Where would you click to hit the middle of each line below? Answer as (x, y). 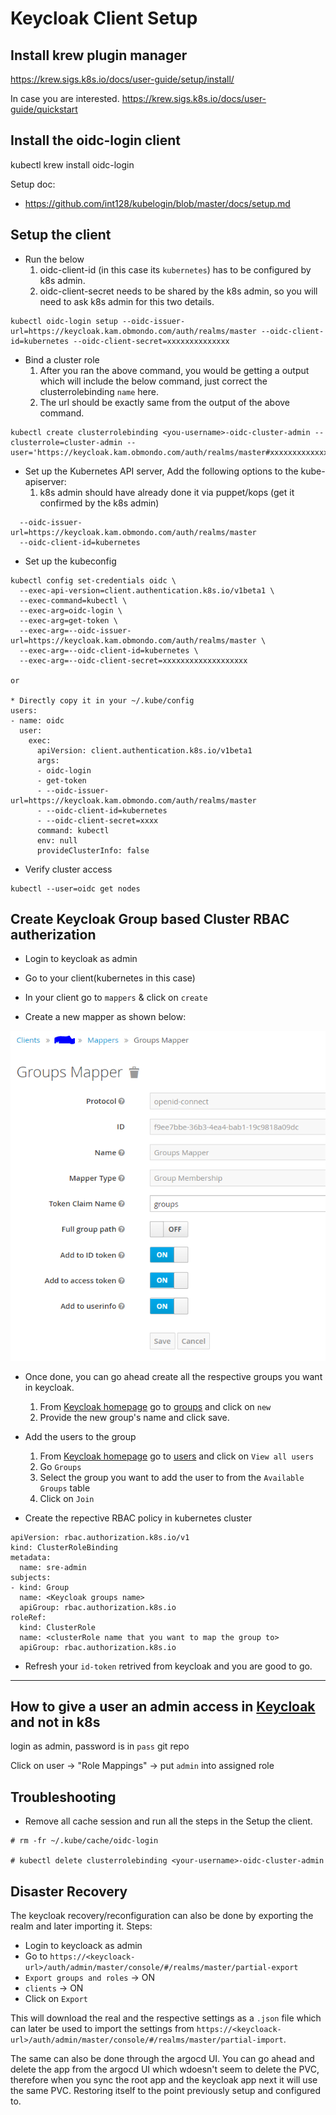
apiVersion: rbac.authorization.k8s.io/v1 (100, 1537)
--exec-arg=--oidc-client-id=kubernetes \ (109, 650)
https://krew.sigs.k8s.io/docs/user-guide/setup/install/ (122, 79)
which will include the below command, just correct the (153, 381)
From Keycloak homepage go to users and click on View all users (177, 1456)
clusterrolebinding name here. (99, 391)
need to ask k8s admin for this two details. (127, 301)
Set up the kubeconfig (70, 561)
